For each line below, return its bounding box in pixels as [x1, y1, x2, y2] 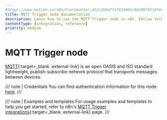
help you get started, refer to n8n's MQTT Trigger [5, 104, 107, 110]
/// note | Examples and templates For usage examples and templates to [5, 99, 153, 105]
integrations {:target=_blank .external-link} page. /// [5, 109, 110, 115]
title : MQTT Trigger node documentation [5, 12, 90, 17]
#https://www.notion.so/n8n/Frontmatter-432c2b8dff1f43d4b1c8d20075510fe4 [5, 7, 164, 12]
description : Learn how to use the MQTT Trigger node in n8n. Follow [5, 16, 153, 21]
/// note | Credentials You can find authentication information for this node [5, 84, 157, 90]
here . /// [5, 89, 22, 95]
